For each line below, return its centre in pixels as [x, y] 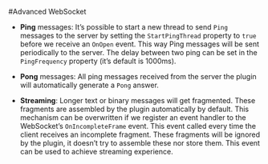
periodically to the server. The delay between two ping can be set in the [139, 52]
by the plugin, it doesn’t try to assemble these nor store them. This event [140, 143]
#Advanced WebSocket [47, 12]
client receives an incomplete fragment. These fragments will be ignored [140, 134]
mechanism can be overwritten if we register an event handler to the [133, 118]
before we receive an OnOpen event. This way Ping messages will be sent [139, 44]
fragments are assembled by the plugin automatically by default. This [134, 109]
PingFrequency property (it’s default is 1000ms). [98, 61]
